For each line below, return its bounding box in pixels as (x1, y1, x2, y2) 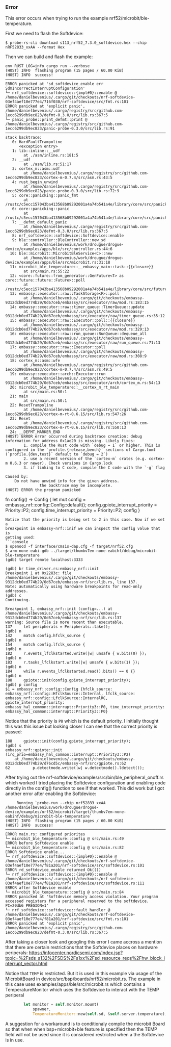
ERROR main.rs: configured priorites (5, 832, 85, 837)
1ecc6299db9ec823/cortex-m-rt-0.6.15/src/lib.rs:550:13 (5, 425, 126, 430)
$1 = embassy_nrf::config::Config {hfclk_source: (5, 687, 113, 692)
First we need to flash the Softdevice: (5, 31, 84, 37)
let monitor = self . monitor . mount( (23, 1002, 99, 1007)
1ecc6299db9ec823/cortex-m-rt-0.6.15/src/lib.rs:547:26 (5, 412, 126, 417)
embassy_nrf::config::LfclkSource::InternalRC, (5, 696, 108, 701)
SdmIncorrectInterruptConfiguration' (5, 86, 85, 91)
